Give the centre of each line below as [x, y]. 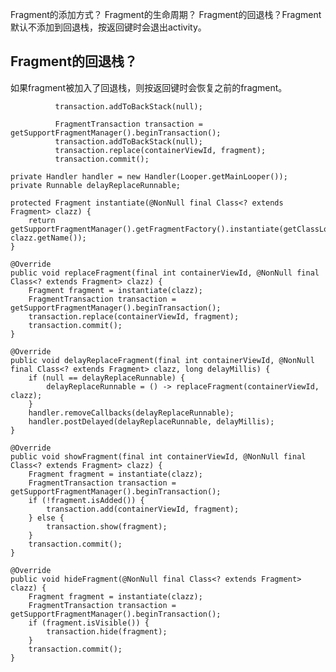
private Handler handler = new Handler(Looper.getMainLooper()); [149, 176]
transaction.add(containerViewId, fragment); [143, 509]
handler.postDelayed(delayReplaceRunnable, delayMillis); [151, 421]
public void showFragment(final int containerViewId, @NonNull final [158, 456]
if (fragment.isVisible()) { [89, 623]
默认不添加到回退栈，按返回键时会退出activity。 [108, 27]
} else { [46, 518]
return [42, 220]
